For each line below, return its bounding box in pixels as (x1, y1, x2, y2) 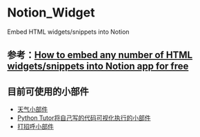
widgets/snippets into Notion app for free (7, 61, 189, 72)
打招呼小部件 (17, 123, 54, 131)
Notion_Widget (7, 5, 95, 21)
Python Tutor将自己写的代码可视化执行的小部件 (17, 114, 151, 122)
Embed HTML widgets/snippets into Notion (7, 28, 130, 36)
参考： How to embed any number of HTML (7, 50, 193, 61)
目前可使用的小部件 (7, 85, 89, 97)
